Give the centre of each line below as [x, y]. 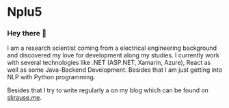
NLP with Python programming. [51, 77]
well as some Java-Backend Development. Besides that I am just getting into [115, 70]
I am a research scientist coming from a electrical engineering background [112, 48]
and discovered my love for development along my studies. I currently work [113, 55]
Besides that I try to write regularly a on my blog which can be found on [108, 90]
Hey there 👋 [27, 33]
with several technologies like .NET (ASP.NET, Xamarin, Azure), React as [109, 63]
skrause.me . [25, 98]
